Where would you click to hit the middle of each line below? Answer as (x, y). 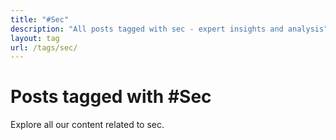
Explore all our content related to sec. (87, 125)
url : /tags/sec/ (44, 47)
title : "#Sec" (40, 19)
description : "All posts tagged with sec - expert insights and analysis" (169, 29)
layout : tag (35, 38)
